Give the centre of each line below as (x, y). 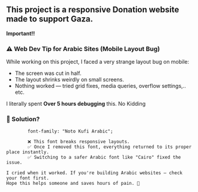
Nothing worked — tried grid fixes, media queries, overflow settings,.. (100, 86)
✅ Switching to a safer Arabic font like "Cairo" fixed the (104, 158)
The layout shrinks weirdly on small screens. (69, 80)
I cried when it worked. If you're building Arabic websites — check (95, 173)
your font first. (28, 178)
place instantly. (28, 152)
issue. (14, 163)
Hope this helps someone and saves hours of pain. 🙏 (73, 184)
